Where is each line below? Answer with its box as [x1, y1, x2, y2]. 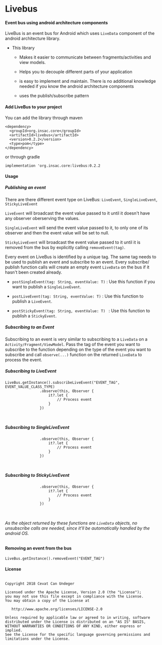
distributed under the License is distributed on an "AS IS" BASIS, [5, 619, 146, 625]
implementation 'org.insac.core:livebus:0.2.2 [5, 163, 101, 168]
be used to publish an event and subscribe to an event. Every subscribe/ [5, 259, 149, 265]
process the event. [5, 357, 43, 363]
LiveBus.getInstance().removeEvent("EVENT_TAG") [5, 556, 105, 561]
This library [12, 45, 35, 51]
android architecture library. [5, 35, 60, 42]
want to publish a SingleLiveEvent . [12, 284, 81, 290]
